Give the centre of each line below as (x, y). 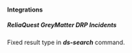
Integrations (25, 10)
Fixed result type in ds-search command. (66, 42)
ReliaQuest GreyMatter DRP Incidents (62, 25)
